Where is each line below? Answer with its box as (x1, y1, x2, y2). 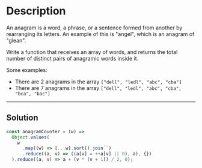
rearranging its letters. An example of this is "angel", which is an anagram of (6, 30, 195, 37)
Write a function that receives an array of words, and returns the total (6, 48, 178, 55)
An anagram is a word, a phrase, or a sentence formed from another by (6, 24, 183, 31)
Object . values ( (11, 134, 50, 140)
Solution (6, 113, 38, 123)
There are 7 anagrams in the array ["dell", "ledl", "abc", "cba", (14, 84, 182, 91)
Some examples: (6, 66, 47, 73)
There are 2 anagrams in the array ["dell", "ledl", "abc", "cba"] (14, 78, 182, 85)
